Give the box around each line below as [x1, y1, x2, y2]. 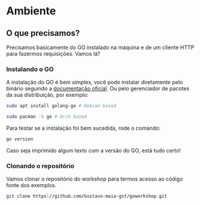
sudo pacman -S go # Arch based [6, 114, 87, 120]
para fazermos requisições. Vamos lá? [6, 50, 101, 57]
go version [6, 136, 34, 142]
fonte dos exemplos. [6, 182, 57, 189]
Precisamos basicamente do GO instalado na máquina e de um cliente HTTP [6, 44, 195, 51]
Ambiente [6, 4, 56, 18]
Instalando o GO [6, 65, 54, 73]
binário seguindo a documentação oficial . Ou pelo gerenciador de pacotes [6, 85, 190, 92]
